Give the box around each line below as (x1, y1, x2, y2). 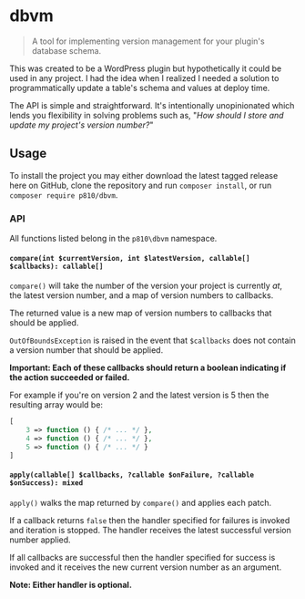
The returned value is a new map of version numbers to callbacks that (9, 307, 272, 319)
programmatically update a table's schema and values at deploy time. (9, 82, 270, 93)
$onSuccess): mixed (9, 479, 84, 488)
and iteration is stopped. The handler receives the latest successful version (9, 524, 291, 535)
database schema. (31, 45, 102, 56)
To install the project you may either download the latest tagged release (9, 170, 279, 181)
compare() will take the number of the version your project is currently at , (9, 280, 283, 292)
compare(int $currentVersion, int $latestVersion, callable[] (9, 253, 250, 263)
